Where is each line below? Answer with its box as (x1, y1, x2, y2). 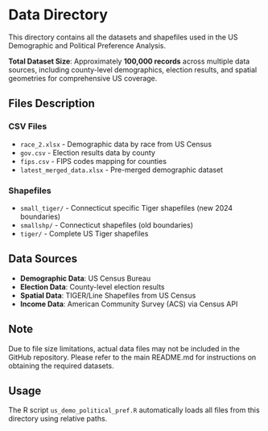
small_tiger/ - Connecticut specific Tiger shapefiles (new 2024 (19, 203, 233, 212)
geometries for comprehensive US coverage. (8, 73, 158, 83)
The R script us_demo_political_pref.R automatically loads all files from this (8, 405, 260, 415)
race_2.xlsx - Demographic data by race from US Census (19, 139, 212, 149)
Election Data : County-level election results (19, 281, 165, 291)
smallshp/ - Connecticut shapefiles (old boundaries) (19, 220, 194, 230)
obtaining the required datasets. (8, 360, 114, 371)
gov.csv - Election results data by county (19, 147, 155, 158)
